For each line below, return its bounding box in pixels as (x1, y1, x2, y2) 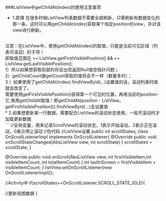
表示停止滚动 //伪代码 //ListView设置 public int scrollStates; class (16, 128, 149, 134)
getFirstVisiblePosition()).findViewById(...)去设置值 (5, 104, 108, 110)
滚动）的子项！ (13, 49, 45, 55)
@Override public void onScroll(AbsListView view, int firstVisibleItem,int (5, 154, 152, 160)
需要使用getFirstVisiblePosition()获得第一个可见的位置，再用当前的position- (5, 91, 159, 97)
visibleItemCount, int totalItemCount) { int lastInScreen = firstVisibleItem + (5, 160, 156, 165)
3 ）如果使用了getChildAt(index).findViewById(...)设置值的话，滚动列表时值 (5, 79, 159, 85)
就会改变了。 (5, 85, 31, 91)
